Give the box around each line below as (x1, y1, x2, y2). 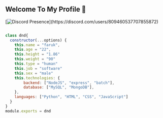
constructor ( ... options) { (10, 38, 67, 43)
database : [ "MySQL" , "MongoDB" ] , (23, 85, 94, 90)
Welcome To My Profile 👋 (5, 5, 86, 14)
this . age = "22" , (14, 47, 51, 52)
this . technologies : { (14, 75, 60, 80)
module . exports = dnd (5, 108, 51, 113)
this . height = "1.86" (14, 52, 60, 57)
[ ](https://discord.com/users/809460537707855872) (5, 18, 158, 24)
